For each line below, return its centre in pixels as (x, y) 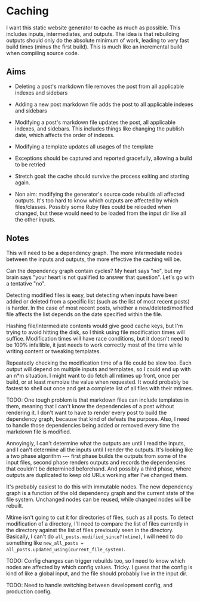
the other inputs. (35, 219)
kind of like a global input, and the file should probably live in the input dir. (97, 573)
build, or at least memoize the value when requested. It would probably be (98, 382)
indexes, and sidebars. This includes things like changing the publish (99, 128)
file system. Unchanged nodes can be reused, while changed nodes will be (99, 499)
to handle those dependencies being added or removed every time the (93, 425)
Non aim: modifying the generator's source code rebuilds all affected (100, 194)
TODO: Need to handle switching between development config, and (90, 585)
